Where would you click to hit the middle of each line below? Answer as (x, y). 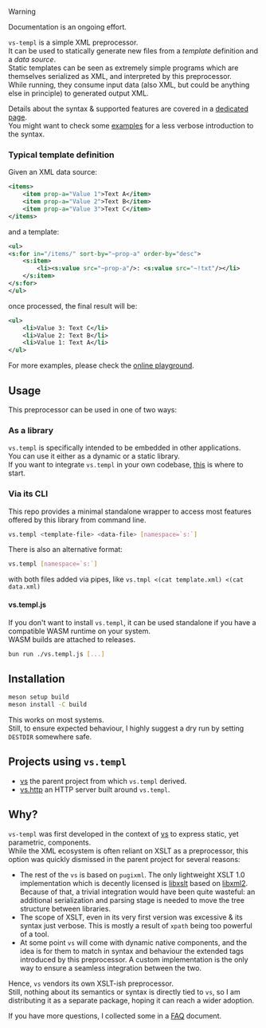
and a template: (34, 231)
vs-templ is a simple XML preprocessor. (73, 42)
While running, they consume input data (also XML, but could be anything (129, 85)
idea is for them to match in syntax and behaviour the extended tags (132, 951)
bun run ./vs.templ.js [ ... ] (57, 654)
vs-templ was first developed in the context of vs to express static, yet (123, 833)
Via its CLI (28, 494)
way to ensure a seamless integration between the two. (110, 967)
